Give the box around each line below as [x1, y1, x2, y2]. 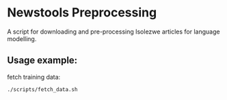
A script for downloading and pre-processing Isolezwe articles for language [7, 27, 220, 36]
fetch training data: [7, 73, 61, 81]
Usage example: [7, 55, 78, 66]
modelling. [7, 34, 37, 42]
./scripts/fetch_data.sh [7, 86, 78, 93]
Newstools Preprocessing [7, 5, 157, 21]
